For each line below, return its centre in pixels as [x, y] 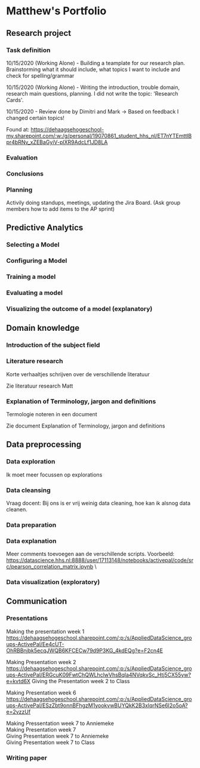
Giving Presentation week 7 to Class [50, 742]
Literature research [35, 361]
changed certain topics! [35, 118]
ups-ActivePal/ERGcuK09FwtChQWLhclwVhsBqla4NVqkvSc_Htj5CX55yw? [99, 675]
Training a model [31, 277]
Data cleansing [28, 490]
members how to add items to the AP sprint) [61, 209]
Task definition [28, 50]
